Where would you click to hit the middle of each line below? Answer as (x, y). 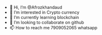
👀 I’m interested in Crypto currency (44, 12)
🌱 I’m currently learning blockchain (44, 17)
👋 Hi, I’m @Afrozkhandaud (36, 7)
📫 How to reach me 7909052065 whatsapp (53, 28)
